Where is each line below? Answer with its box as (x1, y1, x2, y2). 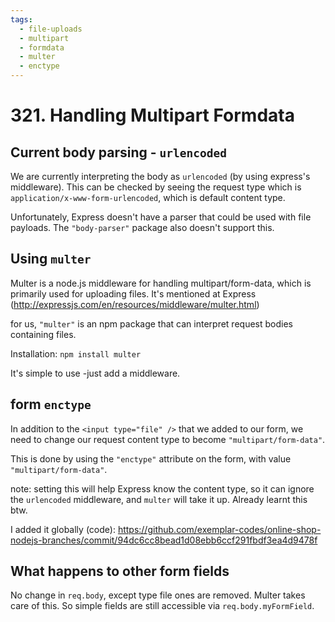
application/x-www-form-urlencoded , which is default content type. (10, 192, 286, 203)
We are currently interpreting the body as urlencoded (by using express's (10, 171, 311, 182)
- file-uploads (19, 24, 83, 34)
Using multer (10, 251, 92, 268)
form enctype (10, 396, 92, 413)
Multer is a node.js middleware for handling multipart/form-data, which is (10, 277, 312, 289)
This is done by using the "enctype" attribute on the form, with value (10, 452, 292, 465)
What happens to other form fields (10, 563, 230, 580)
